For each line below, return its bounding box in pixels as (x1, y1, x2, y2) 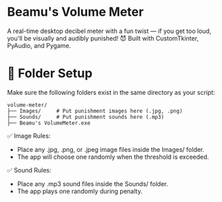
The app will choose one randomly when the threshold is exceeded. (16, 153, 210, 161)
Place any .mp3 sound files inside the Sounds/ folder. (16, 179, 168, 188)
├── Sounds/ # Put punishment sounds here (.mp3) (7, 113, 165, 120)
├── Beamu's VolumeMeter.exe (7, 120, 91, 126)
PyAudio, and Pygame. (7, 41, 71, 49)
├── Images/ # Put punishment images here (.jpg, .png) (7, 107, 184, 114)
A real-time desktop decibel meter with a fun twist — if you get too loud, (7, 27, 212, 35)
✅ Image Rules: (7, 131, 51, 139)
